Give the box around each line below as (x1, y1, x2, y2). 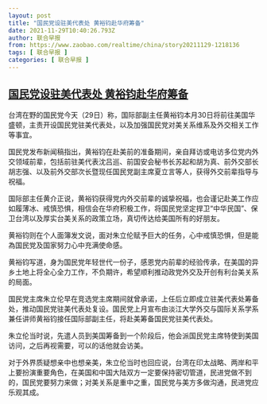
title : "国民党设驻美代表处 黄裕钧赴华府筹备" (8, 19, 145, 27)
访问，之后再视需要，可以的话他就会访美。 (8, 340, 148, 350)
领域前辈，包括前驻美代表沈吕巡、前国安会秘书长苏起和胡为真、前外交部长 (14, 157, 259, 166)
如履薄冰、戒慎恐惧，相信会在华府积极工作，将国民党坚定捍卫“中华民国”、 (8, 204, 252, 213)
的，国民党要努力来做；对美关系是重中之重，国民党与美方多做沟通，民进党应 (8, 377, 259, 387)
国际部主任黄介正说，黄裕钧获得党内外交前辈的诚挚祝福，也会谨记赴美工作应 (8, 193, 259, 203)
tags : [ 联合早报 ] (8, 49, 68, 56)
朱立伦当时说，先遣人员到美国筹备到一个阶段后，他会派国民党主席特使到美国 (8, 331, 259, 340)
